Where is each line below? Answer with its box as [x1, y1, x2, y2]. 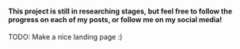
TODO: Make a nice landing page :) [8, 32, 123, 42]
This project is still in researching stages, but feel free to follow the [8, 6, 233, 16]
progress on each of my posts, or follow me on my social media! [8, 14, 223, 24]
